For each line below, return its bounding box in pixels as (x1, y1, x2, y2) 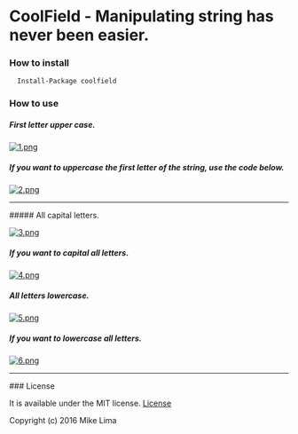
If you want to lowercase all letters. (9, 333, 142, 343)
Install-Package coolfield (17, 77, 117, 86)
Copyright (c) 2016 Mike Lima (9, 415, 117, 426)
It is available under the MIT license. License (9, 398, 172, 409)
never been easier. (9, 25, 149, 45)
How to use (9, 98, 59, 110)
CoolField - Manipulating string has (9, 6, 274, 27)
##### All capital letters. (9, 210, 99, 221)
